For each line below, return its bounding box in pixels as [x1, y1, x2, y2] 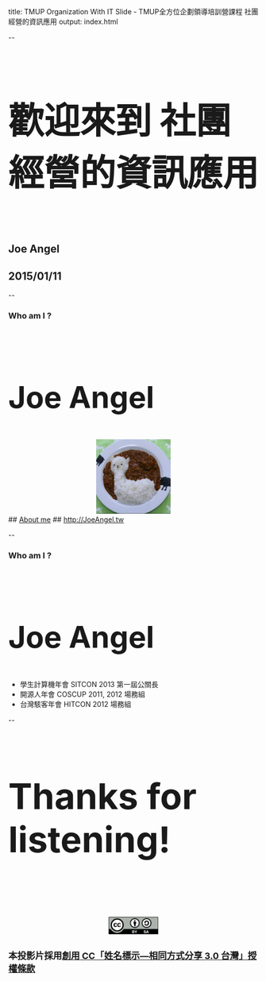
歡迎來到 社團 [8, 98, 232, 142]
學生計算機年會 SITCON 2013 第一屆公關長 [19, 680, 159, 689]
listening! [8, 817, 171, 862]
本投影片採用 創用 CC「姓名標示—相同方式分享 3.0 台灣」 [8, 950, 249, 961]
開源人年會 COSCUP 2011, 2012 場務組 [19, 689, 145, 699]
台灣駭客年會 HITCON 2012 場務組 [19, 700, 132, 709]
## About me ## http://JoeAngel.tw [8, 515, 125, 524]
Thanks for [8, 774, 197, 818]
